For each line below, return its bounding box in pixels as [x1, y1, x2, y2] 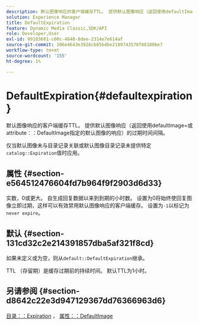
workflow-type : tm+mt [6, 47, 60, 53]
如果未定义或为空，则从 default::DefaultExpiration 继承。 [6, 254, 148, 262]
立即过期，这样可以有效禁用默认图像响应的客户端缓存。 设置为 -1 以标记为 [11, 202, 190, 209]
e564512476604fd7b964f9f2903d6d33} [6, 178, 162, 188]
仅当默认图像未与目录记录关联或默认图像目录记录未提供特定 [6, 142, 152, 149]
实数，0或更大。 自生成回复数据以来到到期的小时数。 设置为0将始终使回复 [6, 195, 187, 202]
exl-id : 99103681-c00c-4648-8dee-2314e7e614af [6, 36, 123, 42]
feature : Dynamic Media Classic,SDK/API [6, 25, 108, 31]
